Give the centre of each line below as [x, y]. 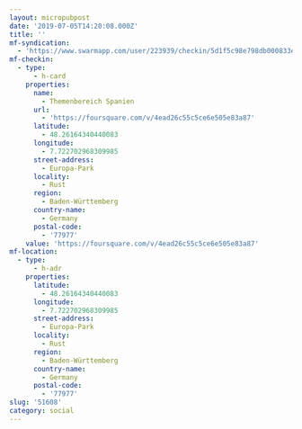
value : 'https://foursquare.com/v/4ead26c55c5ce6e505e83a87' [142, 244]
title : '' [28, 34]
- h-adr [48, 269]
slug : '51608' [36, 402]
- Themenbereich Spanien [88, 101]
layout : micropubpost [50, 18]
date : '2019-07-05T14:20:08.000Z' [74, 26]
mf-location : [34, 252]
